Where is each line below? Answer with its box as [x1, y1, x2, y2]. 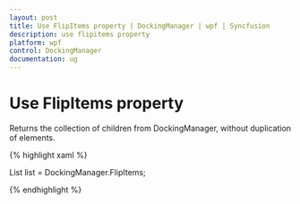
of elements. [9, 132, 56, 143]
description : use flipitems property [9, 30, 150, 38]
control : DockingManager [9, 47, 102, 55]
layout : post [9, 13, 58, 22]
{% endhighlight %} [9, 184, 82, 195]
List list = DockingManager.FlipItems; [9, 166, 146, 177]
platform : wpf [9, 38, 63, 47]
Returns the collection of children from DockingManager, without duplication [9, 123, 292, 133]
